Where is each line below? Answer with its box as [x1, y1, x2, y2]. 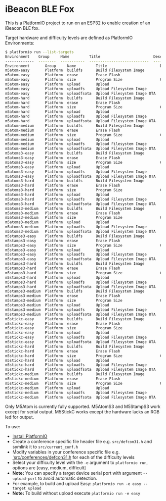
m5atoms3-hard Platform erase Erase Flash [5, 183, 121, 188]
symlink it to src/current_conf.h [12, 444, 78, 450]
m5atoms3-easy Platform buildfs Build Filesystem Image [5, 151, 145, 156]
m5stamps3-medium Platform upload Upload [5, 303, 110, 308]
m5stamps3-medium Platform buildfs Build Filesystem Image [5, 289, 145, 294]
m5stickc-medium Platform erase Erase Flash [5, 376, 121, 382]
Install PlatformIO [12, 433, 48, 439]
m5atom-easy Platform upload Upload [5, 82, 110, 87]
